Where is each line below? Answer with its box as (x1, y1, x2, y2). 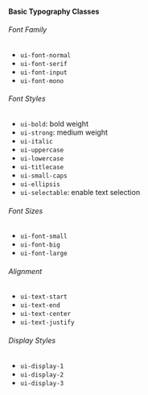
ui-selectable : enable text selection (19, 188, 141, 197)
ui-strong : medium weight (19, 127, 109, 137)
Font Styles (8, 94, 46, 104)
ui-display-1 (19, 362, 64, 370)
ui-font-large (19, 250, 68, 258)
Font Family (8, 25, 47, 35)
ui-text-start (19, 293, 68, 301)
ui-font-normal (19, 51, 72, 60)
